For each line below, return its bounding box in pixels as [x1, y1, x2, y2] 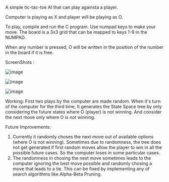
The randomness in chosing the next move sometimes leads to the [12, 155, 151, 161]
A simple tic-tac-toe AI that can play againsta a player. [5, 5, 118, 10]
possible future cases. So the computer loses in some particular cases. [12, 150, 160, 155]
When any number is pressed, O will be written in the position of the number [5, 44, 164, 50]
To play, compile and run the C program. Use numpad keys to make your [5, 24, 156, 30]
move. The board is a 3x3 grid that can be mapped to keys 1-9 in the [5, 29, 147, 35]
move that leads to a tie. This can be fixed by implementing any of [12, 166, 150, 171]
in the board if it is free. [5, 50, 54, 55]
